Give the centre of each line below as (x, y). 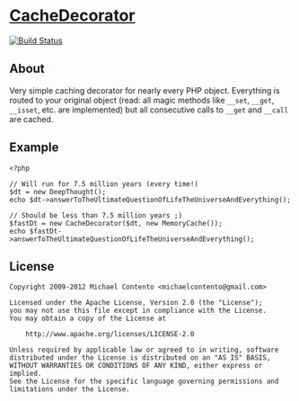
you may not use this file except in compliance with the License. (138, 311)
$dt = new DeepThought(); (57, 192)
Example (34, 148)
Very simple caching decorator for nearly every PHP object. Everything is (145, 90)
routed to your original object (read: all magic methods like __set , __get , (142, 100)
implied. (26, 374)
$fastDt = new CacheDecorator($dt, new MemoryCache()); (116, 223)
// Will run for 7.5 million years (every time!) (104, 184)
